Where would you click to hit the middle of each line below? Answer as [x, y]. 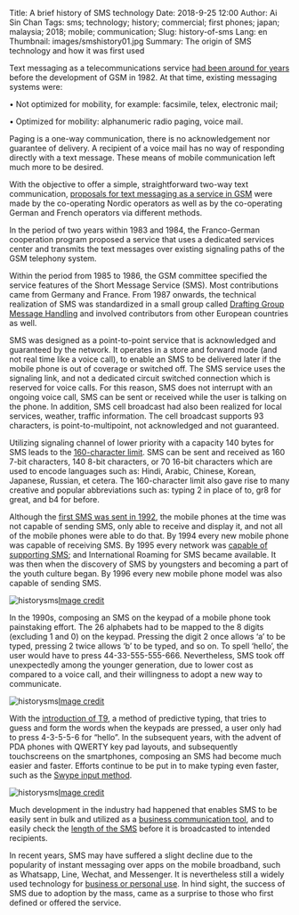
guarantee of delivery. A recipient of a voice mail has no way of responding [147, 148]
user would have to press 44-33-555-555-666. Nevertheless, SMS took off [147, 655]
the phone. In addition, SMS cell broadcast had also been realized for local [145, 406]
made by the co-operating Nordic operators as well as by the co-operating [146, 203]
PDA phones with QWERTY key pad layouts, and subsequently [124, 747]
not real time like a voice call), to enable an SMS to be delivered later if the [145, 359]
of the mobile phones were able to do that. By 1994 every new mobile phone [149, 535]
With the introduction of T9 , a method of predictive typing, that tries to [138, 718]
